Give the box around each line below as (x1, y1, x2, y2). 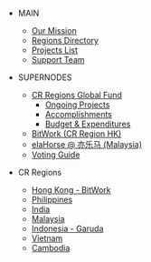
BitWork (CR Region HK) (31, 128, 122, 139)
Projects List (31, 45, 79, 55)
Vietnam (31, 233, 63, 244)
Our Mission (31, 25, 77, 35)
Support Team (31, 55, 85, 65)
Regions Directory (31, 35, 99, 45)
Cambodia (31, 243, 71, 253)
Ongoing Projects (44, 99, 110, 110)
